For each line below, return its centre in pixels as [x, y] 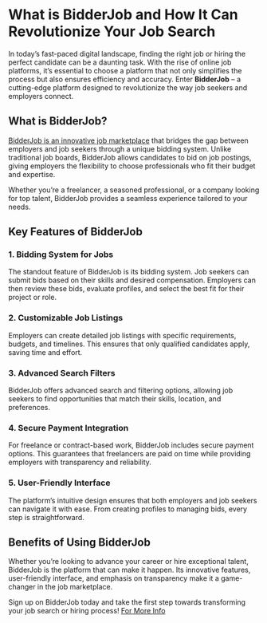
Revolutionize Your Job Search [112, 32]
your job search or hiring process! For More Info [87, 611]
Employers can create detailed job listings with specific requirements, [122, 335]
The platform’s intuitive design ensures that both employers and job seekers [133, 500]
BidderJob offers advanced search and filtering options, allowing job [121, 390]
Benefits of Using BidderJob [80, 543]
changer [22, 587]
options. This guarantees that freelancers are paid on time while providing [130, 454]
